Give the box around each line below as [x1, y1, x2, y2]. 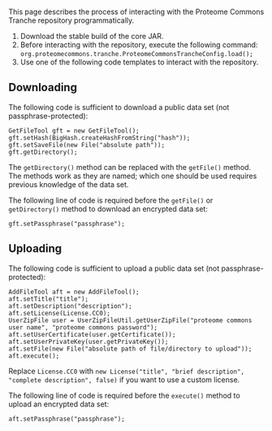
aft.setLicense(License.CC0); [8, 309, 111, 317]
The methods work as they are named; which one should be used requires [8, 171, 257, 181]
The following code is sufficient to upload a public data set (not [8, 263, 220, 273]
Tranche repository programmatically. [8, 15, 135, 25]
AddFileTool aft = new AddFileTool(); [8, 288, 140, 296]
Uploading [8, 242, 63, 255]
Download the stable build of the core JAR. [19, 32, 164, 41]
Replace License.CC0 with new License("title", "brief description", [8, 366, 245, 376]
